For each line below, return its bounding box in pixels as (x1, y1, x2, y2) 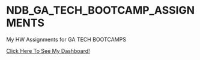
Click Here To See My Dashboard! (6, 47, 90, 54)
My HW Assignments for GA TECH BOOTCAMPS (6, 36, 126, 43)
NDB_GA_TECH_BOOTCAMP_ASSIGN (6, 4, 195, 17)
